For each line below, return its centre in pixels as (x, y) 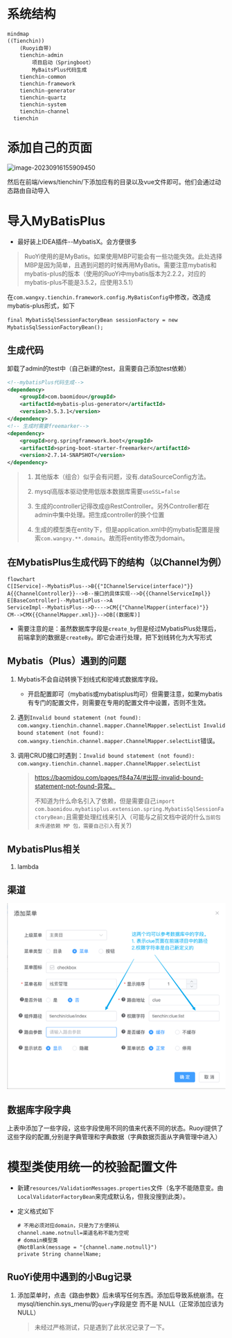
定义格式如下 (35, 1211)
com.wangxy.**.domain (72, 539)
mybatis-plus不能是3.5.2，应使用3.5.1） (80, 282)
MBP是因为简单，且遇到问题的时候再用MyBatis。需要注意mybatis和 (120, 265)
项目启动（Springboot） (63, 62)
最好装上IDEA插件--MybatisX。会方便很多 (77, 241)
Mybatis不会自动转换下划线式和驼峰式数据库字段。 (89, 679)
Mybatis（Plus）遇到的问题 (67, 661)
